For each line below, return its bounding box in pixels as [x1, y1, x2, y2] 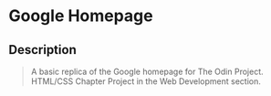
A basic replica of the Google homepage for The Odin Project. [30, 66, 264, 77]
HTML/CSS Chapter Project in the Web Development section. [30, 76, 262, 87]
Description [8, 42, 77, 58]
